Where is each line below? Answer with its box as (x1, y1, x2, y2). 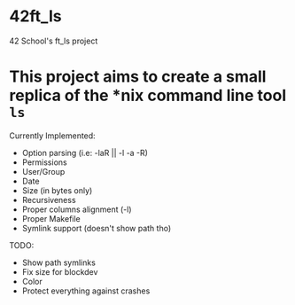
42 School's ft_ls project (9, 35, 98, 46)
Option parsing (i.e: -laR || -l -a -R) (21, 147, 149, 158)
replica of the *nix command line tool (9, 86, 286, 106)
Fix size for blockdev (21, 266, 98, 277)
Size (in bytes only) (21, 184, 93, 196)
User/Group (21, 166, 66, 176)
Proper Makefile (21, 213, 82, 223)
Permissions (21, 157, 68, 168)
